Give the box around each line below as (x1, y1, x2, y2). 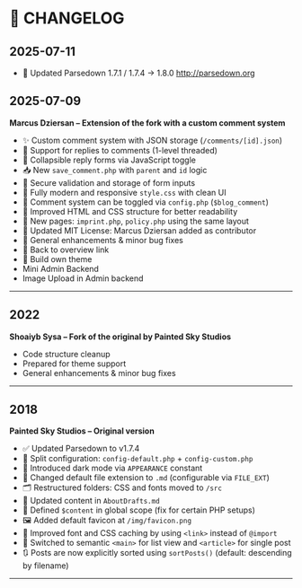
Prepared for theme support (22, 358, 127, 369)
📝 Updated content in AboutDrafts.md (22, 496, 160, 506)
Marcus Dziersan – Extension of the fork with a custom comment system (9, 117, 286, 128)
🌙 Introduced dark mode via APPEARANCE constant (22, 462, 203, 474)
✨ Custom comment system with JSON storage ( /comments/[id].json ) (22, 135, 283, 145)
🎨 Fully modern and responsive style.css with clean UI (22, 187, 226, 197)
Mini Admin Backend (22, 263, 99, 274)
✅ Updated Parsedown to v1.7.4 (22, 443, 140, 454)
